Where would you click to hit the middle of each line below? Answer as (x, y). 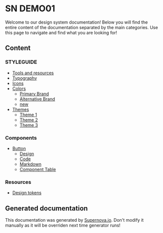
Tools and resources (33, 73)
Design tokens (27, 193)
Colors (19, 88)
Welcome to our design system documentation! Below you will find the (77, 22)
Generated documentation (47, 208)
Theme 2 (29, 120)
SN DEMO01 (30, 9)
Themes (21, 109)
